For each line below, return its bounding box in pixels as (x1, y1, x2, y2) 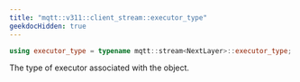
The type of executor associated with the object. (9, 62, 190, 73)
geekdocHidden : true (9, 22, 87, 31)
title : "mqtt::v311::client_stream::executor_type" (9, 13, 207, 23)
